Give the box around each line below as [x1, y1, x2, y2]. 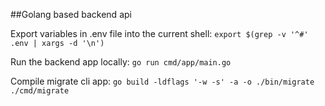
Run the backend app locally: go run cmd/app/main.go [10, 56, 232, 68]
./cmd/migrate [10, 86, 70, 96]
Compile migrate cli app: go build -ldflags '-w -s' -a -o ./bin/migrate [10, 75, 315, 87]
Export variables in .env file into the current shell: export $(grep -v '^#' [10, 28, 309, 39]
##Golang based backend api [10, 9, 132, 20]
